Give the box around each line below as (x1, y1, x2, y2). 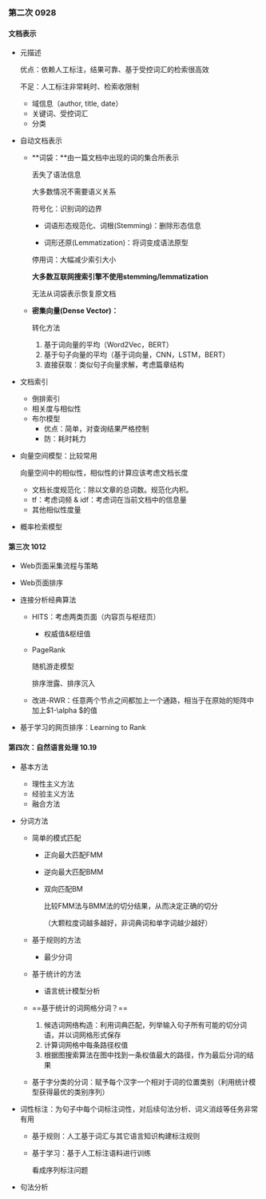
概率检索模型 (19, 522, 62, 531)
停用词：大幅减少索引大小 (31, 255, 117, 265)
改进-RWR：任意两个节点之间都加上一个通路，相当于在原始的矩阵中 (31, 696, 254, 705)
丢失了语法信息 (31, 170, 81, 179)
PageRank (31, 645, 66, 655)
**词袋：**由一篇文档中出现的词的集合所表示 (31, 153, 180, 162)
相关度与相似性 (31, 404, 81, 414)
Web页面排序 (19, 578, 64, 587)
